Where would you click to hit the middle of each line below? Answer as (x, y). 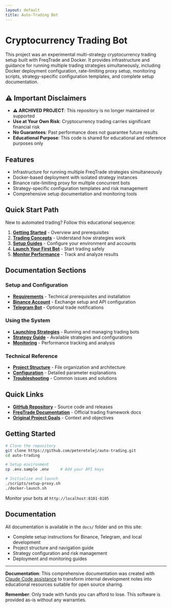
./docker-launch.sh (26, 488)
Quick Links (25, 394)
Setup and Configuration (37, 285)
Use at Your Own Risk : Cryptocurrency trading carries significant (82, 121)
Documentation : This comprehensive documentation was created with (80, 573)
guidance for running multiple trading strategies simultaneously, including (83, 65)
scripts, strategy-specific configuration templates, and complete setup (80, 76)
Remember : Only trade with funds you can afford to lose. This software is (83, 594)
